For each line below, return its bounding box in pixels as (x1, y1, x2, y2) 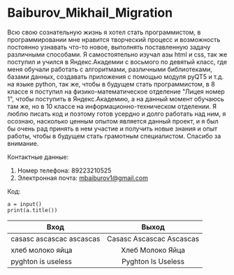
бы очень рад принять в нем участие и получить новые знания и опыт (7, 124, 218, 133)
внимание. (7, 139, 39, 147)
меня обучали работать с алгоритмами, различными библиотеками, (7, 65, 213, 73)
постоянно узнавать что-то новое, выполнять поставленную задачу (7, 43, 211, 51)
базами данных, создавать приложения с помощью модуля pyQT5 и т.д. (7, 72, 224, 81)
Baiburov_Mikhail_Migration (7, 5, 173, 21)
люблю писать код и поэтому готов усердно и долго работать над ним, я (7, 110, 226, 118)
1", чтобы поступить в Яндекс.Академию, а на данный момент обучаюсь (7, 94, 225, 103)
